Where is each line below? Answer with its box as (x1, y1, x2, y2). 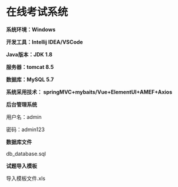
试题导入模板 (6, 162, 37, 169)
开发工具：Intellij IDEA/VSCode (6, 38, 83, 45)
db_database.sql (6, 150, 46, 157)
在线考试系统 (6, 5, 69, 19)
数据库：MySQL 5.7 (6, 76, 54, 83)
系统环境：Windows (6, 26, 56, 33)
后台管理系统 (6, 101, 37, 108)
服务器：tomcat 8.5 (6, 63, 54, 71)
